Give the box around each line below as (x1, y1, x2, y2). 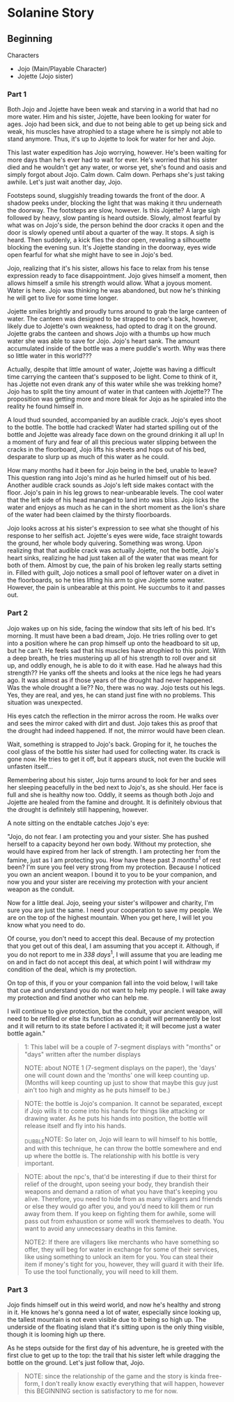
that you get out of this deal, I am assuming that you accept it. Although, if (7, 942, 219, 950)
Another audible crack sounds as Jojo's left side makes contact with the (7, 481, 214, 489)
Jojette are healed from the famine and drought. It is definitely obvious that (7, 798, 222, 806)
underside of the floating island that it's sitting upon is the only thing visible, (7, 1323, 225, 1331)
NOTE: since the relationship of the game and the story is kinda (24, 1372, 206, 1380)
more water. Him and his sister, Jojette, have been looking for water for (7, 113, 211, 121)
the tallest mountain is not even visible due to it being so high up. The (7, 1316, 207, 1323)
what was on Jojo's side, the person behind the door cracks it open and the (7, 221, 224, 229)
